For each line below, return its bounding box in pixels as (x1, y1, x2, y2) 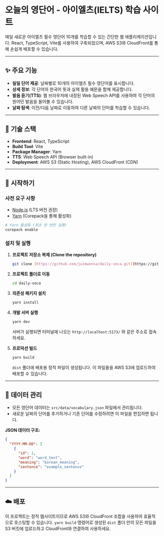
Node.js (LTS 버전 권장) (12, 207, 58, 213)
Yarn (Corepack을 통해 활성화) (12, 213, 72, 219)
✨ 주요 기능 (5, 67, 38, 75)
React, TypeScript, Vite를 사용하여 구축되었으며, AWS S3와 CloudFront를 (11, 40, 154, 45)
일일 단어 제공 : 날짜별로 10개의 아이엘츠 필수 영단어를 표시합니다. (12, 80, 135, 86)
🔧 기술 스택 (5, 125, 37, 134)
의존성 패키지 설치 (12, 290, 46, 296)
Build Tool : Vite (12, 143, 43, 149)
